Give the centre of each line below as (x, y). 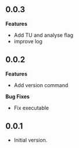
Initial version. (30, 140)
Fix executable (31, 108)
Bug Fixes (18, 97)
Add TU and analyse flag (44, 35)
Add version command (41, 85)
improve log (28, 41)
